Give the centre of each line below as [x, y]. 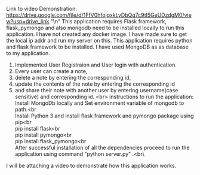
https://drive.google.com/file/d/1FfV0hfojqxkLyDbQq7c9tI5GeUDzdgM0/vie [99, 15]
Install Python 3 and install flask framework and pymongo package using [104, 116]
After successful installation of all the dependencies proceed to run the [102, 147]
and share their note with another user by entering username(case [96, 90]
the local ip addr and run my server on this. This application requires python [99, 40]
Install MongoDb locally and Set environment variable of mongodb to [99, 103]
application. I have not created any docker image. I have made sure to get [96, 34]
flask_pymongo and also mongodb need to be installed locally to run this [96, 28]
